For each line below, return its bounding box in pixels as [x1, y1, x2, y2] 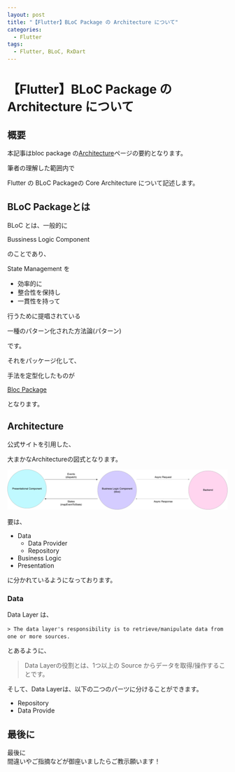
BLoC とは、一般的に [7, 221, 68, 229]
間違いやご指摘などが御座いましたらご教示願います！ [7, 757, 161, 766]
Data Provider [27, 539, 68, 548]
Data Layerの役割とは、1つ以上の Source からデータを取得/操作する [24, 661, 220, 670]
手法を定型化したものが [7, 371, 75, 380]
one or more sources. [7, 633, 71, 640]
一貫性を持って [17, 296, 61, 305]
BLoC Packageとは [7, 201, 91, 213]
